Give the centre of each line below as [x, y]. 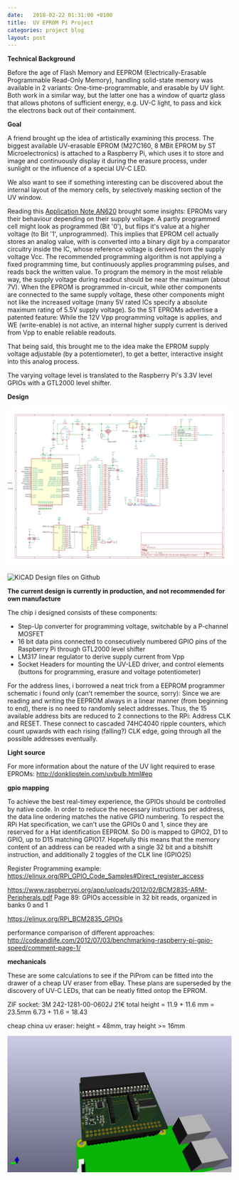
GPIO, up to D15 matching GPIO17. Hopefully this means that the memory [114, 839]
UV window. [25, 198]
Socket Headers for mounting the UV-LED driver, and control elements [121, 664]
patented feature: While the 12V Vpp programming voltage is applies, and [115, 317]
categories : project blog [46, 30]
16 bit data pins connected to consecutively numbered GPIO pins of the [122, 641]
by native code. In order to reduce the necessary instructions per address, [116, 809]
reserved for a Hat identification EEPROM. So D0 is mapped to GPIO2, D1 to [118, 832]
